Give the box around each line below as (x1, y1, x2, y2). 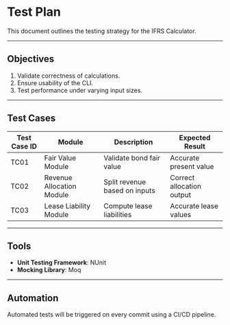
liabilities (103, 210, 132, 219)
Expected (179, 133, 211, 142)
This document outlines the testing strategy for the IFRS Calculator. (7, 27, 196, 35)
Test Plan (7, 4, 62, 20)
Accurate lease (170, 201, 219, 210)
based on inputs (103, 186, 155, 195)
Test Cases (7, 113, 56, 124)
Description (114, 137, 153, 146)
